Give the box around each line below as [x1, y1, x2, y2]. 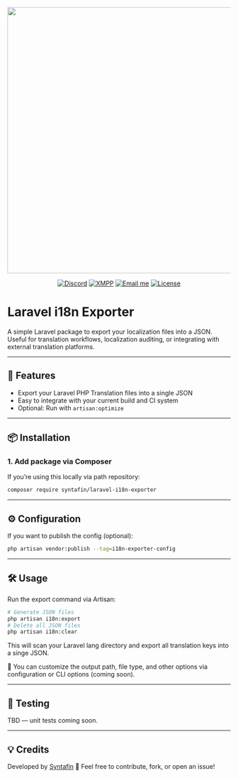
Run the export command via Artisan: [7, 595, 116, 603]
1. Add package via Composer [7, 456, 112, 466]
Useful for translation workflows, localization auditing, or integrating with [7, 334, 220, 344]
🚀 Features [7, 370, 56, 382]
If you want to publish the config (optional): [7, 532, 133, 540]
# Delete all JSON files [7, 622, 81, 629]
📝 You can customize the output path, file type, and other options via [7, 662, 208, 671]
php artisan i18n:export [7, 615, 81, 623]
